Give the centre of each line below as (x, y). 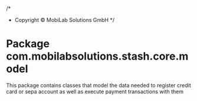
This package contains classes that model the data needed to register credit (99, 85)
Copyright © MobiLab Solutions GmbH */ (65, 20)
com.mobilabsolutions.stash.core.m (97, 56)
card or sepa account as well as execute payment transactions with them (95, 92)
